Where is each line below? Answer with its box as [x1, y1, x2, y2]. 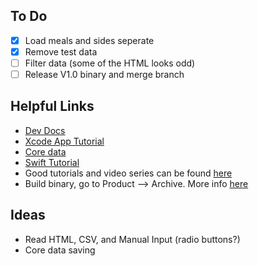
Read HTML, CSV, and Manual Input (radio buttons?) [24, 233, 241, 245]
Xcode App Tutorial [24, 135, 105, 147]
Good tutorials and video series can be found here [24, 167, 233, 179]
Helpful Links [10, 98, 95, 115]
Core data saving [24, 244, 96, 256]
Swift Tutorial [24, 156, 80, 168]
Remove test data [24, 45, 98, 58]
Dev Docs [24, 124, 66, 136]
